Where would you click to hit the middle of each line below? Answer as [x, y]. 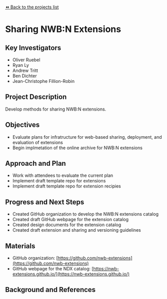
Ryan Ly [20, 65]
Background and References [50, 290]
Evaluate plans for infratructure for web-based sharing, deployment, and [87, 137]
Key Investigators [33, 47]
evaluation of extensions [38, 142]
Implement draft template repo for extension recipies [66, 186]
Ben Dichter [24, 76]
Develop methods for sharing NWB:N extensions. [56, 109]
